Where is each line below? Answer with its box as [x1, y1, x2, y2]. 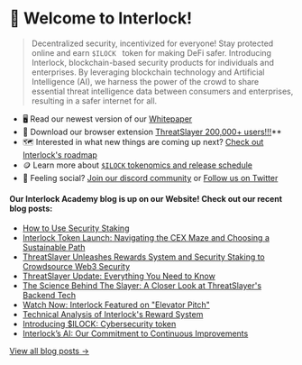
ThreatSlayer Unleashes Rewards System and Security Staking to [22, 251, 266, 262]
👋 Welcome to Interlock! [9, 8, 192, 29]
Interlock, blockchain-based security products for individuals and [31, 57, 275, 68]
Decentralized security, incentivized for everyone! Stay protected [31, 38, 274, 49]
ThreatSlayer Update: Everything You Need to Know [22, 270, 216, 282]
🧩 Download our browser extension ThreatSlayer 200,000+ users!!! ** [22, 126, 282, 137]
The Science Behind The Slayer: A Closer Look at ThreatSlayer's [22, 280, 262, 291]
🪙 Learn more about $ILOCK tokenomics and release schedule [22, 160, 252, 170]
